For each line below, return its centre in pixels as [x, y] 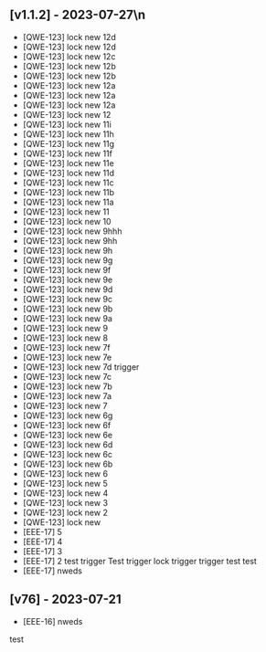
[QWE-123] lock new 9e [68, 279]
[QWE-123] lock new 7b [67, 386]
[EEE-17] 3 [42, 551]
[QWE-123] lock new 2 [65, 512]
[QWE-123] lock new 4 [65, 493]
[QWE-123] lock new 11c [68, 183]
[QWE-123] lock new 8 [65, 338]
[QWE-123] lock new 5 [65, 483]
